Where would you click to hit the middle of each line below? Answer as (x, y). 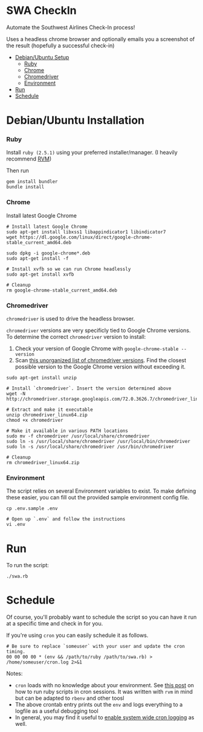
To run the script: (28, 565)
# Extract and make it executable (50, 410)
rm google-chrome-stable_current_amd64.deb (62, 290)
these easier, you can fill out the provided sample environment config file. (98, 497)
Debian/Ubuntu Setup (42, 57)
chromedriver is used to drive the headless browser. (71, 319)
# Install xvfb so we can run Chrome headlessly (69, 269)
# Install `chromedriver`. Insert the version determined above (89, 388)
